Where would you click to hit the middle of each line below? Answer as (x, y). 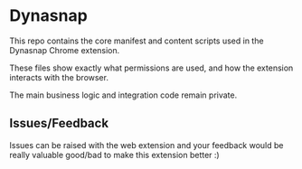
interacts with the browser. (59, 77)
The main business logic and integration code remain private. (123, 95)
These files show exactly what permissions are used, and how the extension (151, 68)
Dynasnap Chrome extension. (65, 50)
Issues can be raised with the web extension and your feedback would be (146, 145)
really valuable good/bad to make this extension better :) (114, 155)
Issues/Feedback (59, 123)
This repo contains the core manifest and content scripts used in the (137, 41)
